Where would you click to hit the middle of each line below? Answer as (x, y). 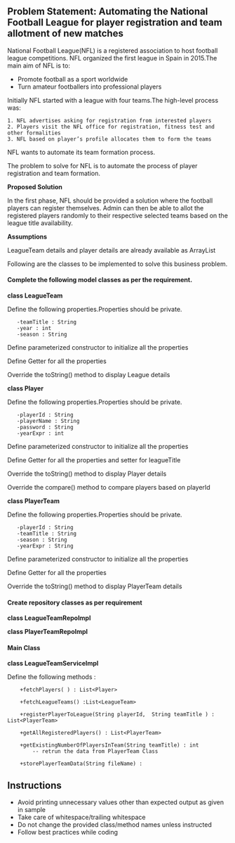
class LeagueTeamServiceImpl (53, 664)
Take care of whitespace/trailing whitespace (81, 817)
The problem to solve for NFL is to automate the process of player (102, 165)
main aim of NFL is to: (39, 65)
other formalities (34, 133)
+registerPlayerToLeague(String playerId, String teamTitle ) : (117, 715)
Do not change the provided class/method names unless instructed (115, 825)
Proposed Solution (35, 186)
